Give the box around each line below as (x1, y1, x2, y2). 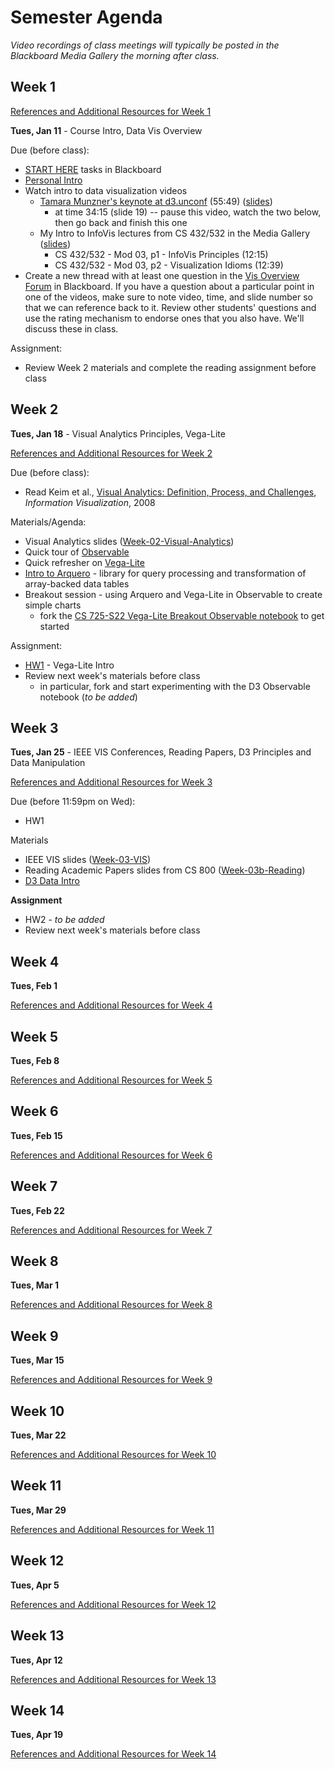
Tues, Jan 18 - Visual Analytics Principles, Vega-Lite (10, 427, 226, 440)
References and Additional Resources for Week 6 (10, 1149, 213, 1161)
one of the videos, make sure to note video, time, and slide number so (24, 291, 313, 303)
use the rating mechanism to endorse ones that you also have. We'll (24, 312, 305, 324)
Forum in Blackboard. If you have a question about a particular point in (24, 280, 315, 292)
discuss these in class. (24, 322, 119, 335)
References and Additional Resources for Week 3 (10, 776, 213, 788)
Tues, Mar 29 (10, 1504, 67, 1516)
